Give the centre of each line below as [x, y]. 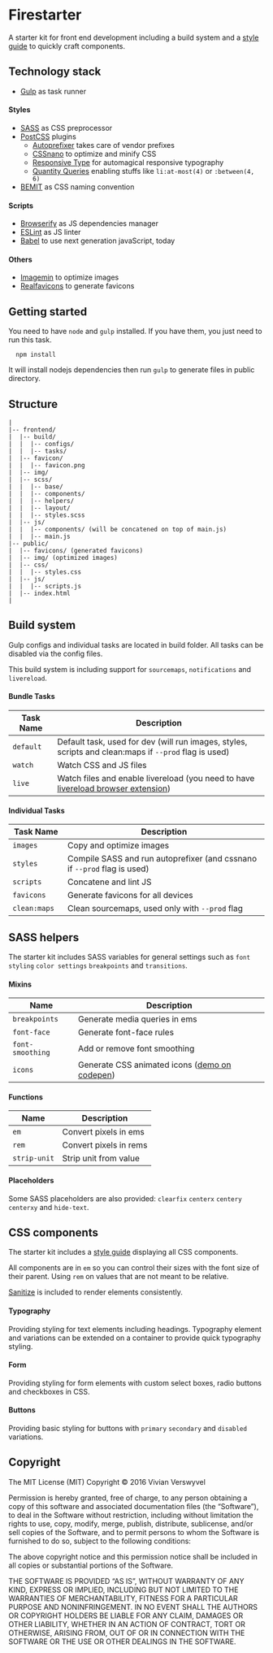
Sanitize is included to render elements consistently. [95, 1292]
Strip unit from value [101, 1158]
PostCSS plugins [48, 137]
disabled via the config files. [56, 653]
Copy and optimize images [119, 845]
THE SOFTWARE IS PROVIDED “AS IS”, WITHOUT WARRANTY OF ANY [126, 1581]
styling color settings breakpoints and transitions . [98, 965]
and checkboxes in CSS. [50, 1391]
